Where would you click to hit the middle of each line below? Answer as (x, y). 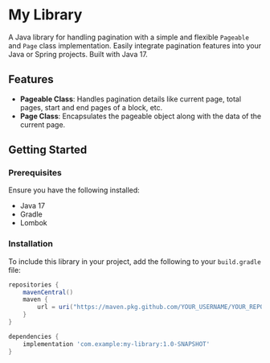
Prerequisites (35, 173)
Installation (31, 244)
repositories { (34, 285)
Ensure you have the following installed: (74, 190)
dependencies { (34, 336)
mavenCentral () (48, 292)
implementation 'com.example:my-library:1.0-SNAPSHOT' (117, 344)
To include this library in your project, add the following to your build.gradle (135, 261)
